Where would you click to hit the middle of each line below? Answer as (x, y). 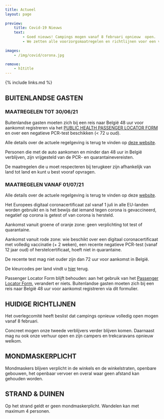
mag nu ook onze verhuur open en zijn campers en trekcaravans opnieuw (79, 336)
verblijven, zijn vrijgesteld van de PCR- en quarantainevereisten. (70, 157)
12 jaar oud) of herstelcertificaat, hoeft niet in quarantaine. (63, 250)
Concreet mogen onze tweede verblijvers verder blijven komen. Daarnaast (80, 330)
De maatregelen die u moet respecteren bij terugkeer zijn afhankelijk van (78, 167)
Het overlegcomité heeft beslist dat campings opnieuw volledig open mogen (82, 316)
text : (20, 32)
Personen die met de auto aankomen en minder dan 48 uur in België (74, 152)
